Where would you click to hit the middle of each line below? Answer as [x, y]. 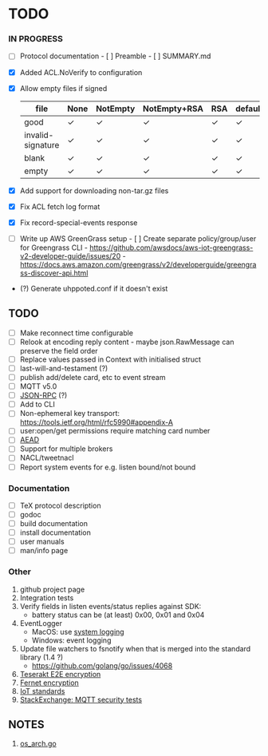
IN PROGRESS [36, 39]
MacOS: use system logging [78, 631]
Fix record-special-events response [79, 222]
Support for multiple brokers [66, 449]
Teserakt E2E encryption [60, 674]
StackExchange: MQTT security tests [81, 699]
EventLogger [41, 623]
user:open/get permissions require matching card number [115, 431]
